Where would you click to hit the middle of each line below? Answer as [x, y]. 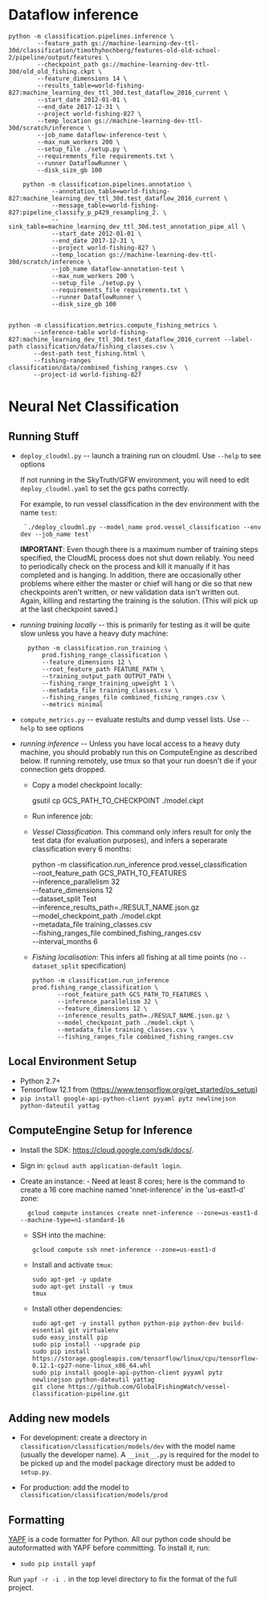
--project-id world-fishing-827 [88, 375]
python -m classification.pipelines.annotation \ [108, 184]
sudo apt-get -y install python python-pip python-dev [125, 1323]
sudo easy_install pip [70, 1337]
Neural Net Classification [94, 406]
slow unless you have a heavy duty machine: [94, 633]
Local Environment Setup [73, 1061]
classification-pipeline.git [81, 1394]
